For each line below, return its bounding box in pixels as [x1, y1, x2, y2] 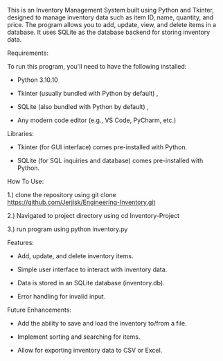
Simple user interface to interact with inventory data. [17, 265, 168, 274]
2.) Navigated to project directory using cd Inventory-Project [7, 212, 180, 219]
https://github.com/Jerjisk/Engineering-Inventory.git [7, 198, 156, 206]
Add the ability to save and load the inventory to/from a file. [17, 319, 187, 327]
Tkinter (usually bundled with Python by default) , [17, 90, 159, 97]
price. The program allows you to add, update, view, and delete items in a [7, 21, 217, 28]
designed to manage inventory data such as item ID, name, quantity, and [7, 13, 214, 22]
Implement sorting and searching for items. [17, 333, 141, 341]
